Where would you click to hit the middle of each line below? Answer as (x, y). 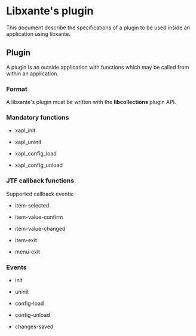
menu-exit (27, 252)
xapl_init (25, 130)
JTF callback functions (40, 181)
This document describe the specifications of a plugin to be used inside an (98, 28)
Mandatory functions (38, 117)
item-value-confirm (39, 217)
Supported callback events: (40, 194)
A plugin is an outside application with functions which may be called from (98, 67)
